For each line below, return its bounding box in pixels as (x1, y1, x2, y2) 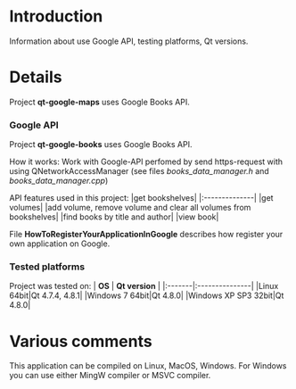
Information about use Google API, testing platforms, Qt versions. (9, 36, 249, 46)
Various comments (9, 331, 153, 352)
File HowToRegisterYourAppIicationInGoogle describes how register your (9, 229, 284, 240)
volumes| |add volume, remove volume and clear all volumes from (9, 203, 251, 213)
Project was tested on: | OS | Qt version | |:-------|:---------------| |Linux (9, 281, 279, 292)
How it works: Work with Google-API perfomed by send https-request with (9, 156, 284, 167)
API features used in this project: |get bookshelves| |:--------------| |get (9, 193, 274, 203)
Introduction (9, 6, 103, 27)
